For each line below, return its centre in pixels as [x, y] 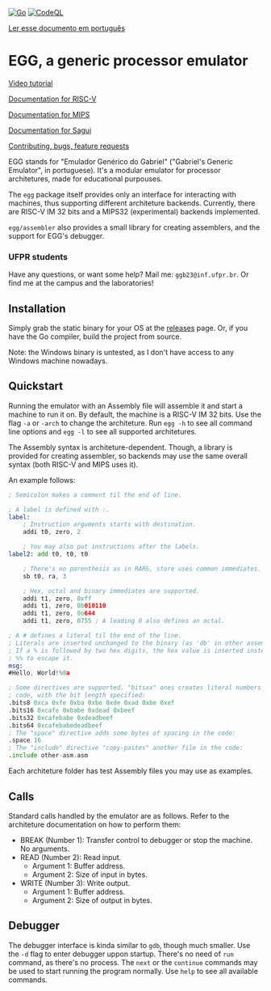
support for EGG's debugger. [56, 235]
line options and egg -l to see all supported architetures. [103, 431]
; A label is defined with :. [59, 510]
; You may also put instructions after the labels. [111, 547]
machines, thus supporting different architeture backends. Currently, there [132, 203]
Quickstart [36, 386]
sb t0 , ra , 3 [45, 576]
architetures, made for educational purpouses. [85, 179]
